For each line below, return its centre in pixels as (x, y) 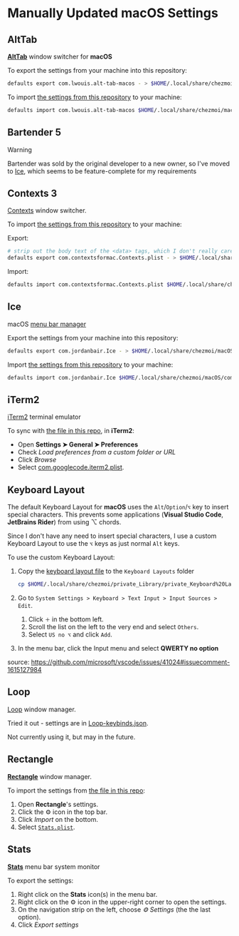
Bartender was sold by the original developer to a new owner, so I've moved (118, 163)
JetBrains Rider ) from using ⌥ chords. (64, 522)
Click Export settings (48, 925)
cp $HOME (31, 584)
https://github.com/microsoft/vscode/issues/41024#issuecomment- (131, 662)
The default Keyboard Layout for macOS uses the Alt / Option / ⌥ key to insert (118, 507)
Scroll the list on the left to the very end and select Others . (113, 627)
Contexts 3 (32, 193)
